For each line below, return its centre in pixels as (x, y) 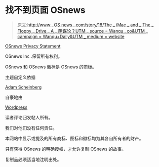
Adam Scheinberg (23, 87)
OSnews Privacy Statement (33, 46)
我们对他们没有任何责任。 (31, 128)
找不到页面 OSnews (45, 10)
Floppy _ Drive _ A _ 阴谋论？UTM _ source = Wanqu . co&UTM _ (82, 31)
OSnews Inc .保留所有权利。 (34, 56)
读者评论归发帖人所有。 (29, 117)
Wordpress (16, 107)
